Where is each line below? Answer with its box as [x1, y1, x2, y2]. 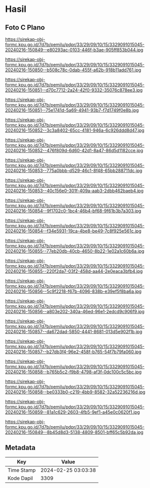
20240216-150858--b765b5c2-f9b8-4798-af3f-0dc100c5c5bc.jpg [5, 369, 142, 375]
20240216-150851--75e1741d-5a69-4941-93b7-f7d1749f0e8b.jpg [5, 108, 139, 113]
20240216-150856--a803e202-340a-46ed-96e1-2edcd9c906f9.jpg [5, 309, 145, 314]
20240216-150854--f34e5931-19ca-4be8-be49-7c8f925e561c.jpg [5, 228, 142, 234]
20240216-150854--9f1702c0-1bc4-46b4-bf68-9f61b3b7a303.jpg [5, 208, 142, 214]
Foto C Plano [5, 23, 45, 32]
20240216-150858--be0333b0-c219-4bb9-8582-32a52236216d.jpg [5, 389, 146, 395]
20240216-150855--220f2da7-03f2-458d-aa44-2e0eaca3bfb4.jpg [5, 269, 143, 274]
